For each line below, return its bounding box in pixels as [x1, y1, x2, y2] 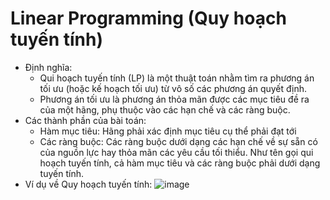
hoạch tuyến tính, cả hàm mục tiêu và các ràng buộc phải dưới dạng [39, 157, 321, 169]
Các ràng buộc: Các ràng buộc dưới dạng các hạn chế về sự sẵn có [39, 135, 318, 147]
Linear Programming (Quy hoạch [10, 7, 287, 30]
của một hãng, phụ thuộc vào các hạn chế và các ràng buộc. [39, 103, 291, 116]
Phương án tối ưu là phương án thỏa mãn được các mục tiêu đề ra [39, 93, 310, 105]
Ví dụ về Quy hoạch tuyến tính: [24, 178, 153, 190]
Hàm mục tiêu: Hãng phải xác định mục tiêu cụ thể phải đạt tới [39, 125, 297, 137]
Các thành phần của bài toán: [24, 114, 147, 126]
